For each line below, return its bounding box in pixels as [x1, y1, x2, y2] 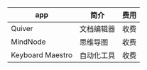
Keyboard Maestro [11, 50, 73, 59]
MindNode [11, 37, 46, 47]
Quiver [11, 24, 33, 33]
